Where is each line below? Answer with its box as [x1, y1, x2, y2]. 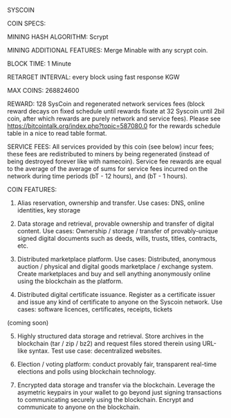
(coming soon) [7, 318, 49, 327]
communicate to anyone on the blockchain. [17, 403, 140, 411]
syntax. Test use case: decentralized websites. [28, 347, 163, 355]
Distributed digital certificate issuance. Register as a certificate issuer [17, 291, 216, 298]
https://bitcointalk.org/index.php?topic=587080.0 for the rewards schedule [7, 122, 221, 130]
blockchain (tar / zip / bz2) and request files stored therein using [17, 339, 201, 347]
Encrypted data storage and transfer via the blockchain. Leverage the [17, 381, 216, 389]
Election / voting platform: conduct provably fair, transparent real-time [17, 360, 217, 368]
